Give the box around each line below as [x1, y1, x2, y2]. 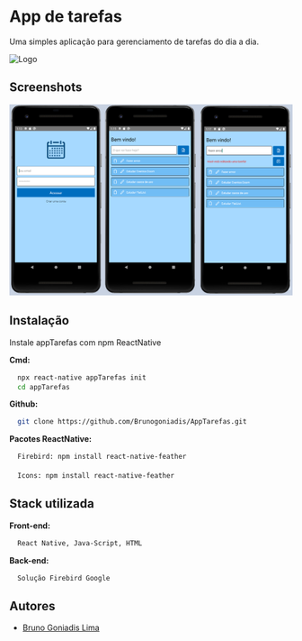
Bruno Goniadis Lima [22, 622, 101, 633]
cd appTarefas [17, 382, 70, 391]
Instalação [9, 313, 70, 328]
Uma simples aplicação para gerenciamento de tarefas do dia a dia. [9, 36, 259, 47]
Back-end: [9, 554, 49, 565]
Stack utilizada [9, 496, 94, 511]
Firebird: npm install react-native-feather [17, 453, 187, 462]
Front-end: [9, 520, 51, 531]
